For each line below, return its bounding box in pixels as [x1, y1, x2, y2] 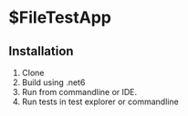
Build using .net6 [21, 77, 86, 88]
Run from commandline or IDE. [21, 87, 138, 97]
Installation [8, 43, 74, 59]
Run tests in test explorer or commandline [21, 96, 179, 107]
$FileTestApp [8, 7, 111, 28]
